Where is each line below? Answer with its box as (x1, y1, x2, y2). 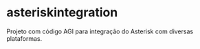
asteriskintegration (6, 5, 118, 20)
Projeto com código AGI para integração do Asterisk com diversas (6, 27, 194, 35)
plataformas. (6, 34, 43, 42)
